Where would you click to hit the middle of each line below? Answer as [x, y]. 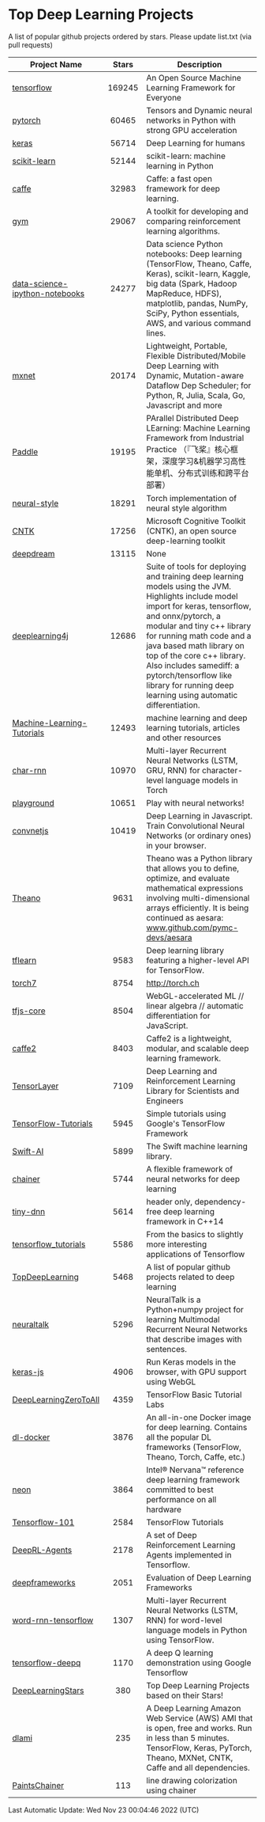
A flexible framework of [189, 1169]
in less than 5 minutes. [188, 1737]
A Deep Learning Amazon [193, 1708]
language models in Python [196, 1630]
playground [33, 803]
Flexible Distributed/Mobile [196, 355]
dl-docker [31, 1437]
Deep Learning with [182, 366]
